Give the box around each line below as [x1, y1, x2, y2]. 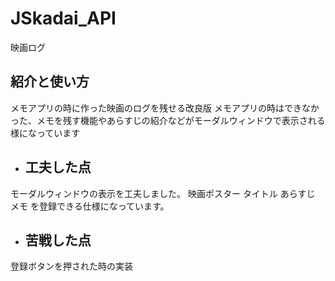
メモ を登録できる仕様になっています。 [10, 200, 170, 212]
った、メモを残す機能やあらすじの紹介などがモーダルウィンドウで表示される [10, 114, 326, 126]
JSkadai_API [10, 7, 117, 30]
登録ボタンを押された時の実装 [10, 260, 133, 272]
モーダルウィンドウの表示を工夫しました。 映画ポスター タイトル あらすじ [10, 187, 316, 199]
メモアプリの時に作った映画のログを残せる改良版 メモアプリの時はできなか [10, 102, 320, 114]
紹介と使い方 [10, 73, 90, 91]
